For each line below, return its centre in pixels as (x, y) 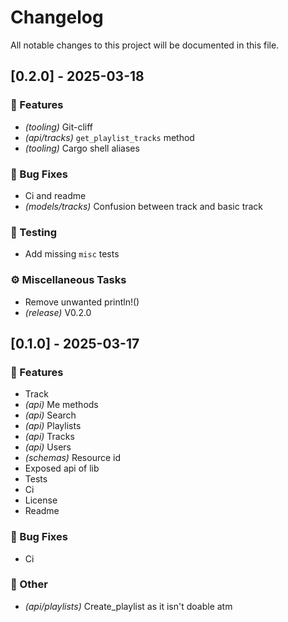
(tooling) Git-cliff (59, 127)
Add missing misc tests (72, 254)
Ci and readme (55, 195)
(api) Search (50, 415)
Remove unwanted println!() (82, 302)
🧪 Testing (34, 232)
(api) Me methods (61, 405)
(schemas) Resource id (73, 458)
